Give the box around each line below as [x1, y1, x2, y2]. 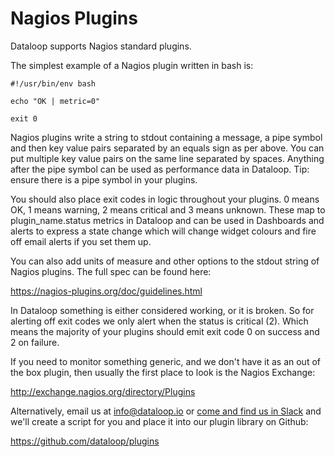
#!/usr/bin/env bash [10, 78, 97, 89]
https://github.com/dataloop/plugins [10, 435, 160, 447]
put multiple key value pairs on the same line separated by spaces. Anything [10, 152, 325, 164]
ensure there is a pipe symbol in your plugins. [10, 173, 198, 186]
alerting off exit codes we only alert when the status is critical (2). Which [10, 315, 309, 327]
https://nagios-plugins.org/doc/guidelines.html [10, 285, 203, 297]
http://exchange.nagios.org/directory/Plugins [10, 385, 196, 397]
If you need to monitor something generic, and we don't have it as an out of [10, 355, 321, 367]
